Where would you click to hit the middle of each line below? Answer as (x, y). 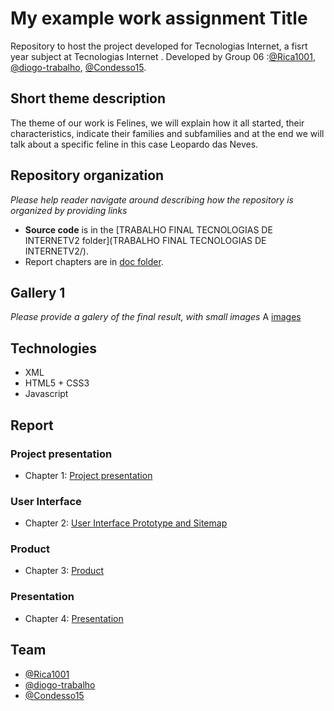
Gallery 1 (38, 292)
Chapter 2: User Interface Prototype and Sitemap (126, 523)
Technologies (54, 348)
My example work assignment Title (159, 18)
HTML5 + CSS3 (57, 383)
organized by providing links (69, 210)
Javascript (46, 394)
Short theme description (88, 98)
